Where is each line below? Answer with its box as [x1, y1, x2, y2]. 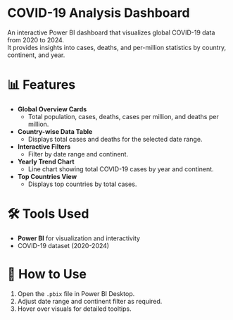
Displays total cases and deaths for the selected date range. [27, 135, 203, 143]
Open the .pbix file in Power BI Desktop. [17, 289, 135, 297]
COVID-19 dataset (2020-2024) [17, 241, 110, 250]
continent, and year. [7, 51, 65, 59]
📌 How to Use [7, 266, 87, 282]
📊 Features [7, 77, 76, 93]
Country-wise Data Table [17, 127, 93, 135]
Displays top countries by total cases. [27, 180, 137, 188]
